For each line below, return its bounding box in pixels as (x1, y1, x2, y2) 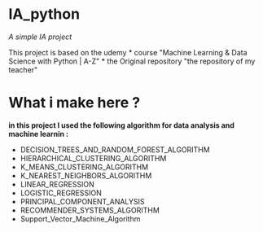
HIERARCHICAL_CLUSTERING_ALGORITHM (20, 153, 167, 163)
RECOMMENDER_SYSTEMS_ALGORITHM (20, 205, 160, 215)
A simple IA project (8, 32, 72, 42)
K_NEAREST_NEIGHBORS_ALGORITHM (20, 170, 152, 180)
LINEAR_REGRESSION (20, 179, 95, 189)
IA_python (8, 5, 80, 24)
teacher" (8, 64, 38, 74)
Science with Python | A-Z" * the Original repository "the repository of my (8, 56, 256, 66)
